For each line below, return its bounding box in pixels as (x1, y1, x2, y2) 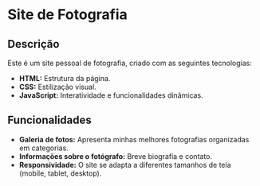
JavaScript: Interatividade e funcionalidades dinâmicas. (18, 91, 204, 100)
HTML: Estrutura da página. (18, 74, 111, 83)
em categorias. (18, 143, 69, 153)
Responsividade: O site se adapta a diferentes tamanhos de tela (18, 160, 231, 169)
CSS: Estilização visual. (18, 82, 97, 91)
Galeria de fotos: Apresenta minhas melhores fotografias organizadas (18, 134, 250, 144)
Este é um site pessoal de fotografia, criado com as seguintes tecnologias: (7, 58, 252, 68)
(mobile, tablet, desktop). (18, 169, 102, 178)
